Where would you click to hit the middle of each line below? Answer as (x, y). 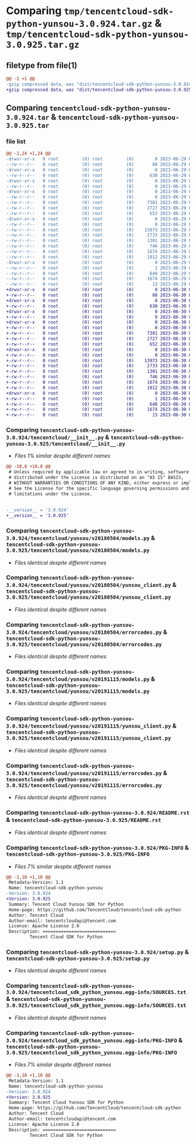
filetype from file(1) (42, 65)
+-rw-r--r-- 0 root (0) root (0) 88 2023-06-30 (96, 295)
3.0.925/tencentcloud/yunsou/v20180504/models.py (78, 551)
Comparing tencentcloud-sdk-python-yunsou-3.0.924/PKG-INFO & (97, 848)
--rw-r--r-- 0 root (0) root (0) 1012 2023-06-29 (96, 257)
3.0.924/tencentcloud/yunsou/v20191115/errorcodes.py (84, 773)
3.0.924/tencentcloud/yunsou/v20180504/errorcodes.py (84, 632)
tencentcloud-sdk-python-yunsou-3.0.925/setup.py (78, 959)
